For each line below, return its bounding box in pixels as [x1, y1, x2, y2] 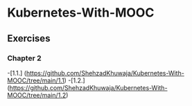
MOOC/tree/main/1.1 [7, 76, 64, 85]
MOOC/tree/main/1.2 [7, 91, 67, 99]
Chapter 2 [7, 53, 42, 63]
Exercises [7, 33, 51, 44]
